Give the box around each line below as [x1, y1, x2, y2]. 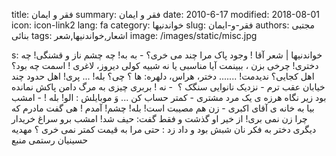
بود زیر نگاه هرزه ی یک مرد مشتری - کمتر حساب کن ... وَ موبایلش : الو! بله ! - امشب [11, 92, 327, 103]
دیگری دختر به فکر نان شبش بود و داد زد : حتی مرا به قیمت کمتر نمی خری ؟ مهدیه [11, 124, 317, 135]
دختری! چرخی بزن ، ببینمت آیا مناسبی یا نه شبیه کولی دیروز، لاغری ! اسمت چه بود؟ [11, 60, 319, 71]
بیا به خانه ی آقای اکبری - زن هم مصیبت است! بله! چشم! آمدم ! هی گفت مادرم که [11, 102, 315, 114]
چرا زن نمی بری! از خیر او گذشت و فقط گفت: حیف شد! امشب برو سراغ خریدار [11, 113, 308, 124]
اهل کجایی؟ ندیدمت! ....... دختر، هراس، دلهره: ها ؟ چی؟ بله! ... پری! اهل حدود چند [11, 70, 315, 82]
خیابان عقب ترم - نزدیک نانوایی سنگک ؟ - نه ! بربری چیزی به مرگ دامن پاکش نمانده [11, 81, 326, 93]
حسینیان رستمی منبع [11, 134, 89, 146]
